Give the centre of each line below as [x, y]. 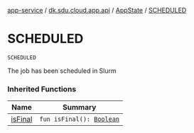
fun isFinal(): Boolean [79, 119]
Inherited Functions [42, 89]
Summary [80, 108]
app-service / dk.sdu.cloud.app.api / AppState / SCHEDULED [97, 10]
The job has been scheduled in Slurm [62, 71]
